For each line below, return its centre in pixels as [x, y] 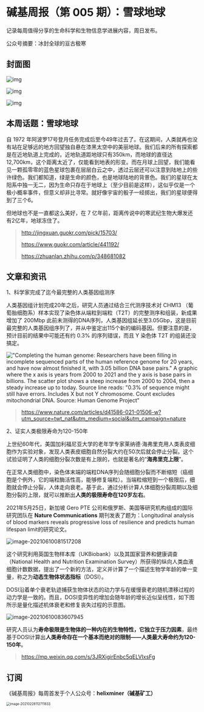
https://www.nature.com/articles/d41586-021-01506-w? [91, 412]
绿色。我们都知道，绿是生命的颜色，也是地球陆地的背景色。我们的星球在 [102, 177]
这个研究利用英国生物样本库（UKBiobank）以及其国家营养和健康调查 [92, 554]
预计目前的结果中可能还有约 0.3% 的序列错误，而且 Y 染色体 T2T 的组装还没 [101, 336]
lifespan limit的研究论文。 [38, 529]
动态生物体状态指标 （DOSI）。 [70, 577]
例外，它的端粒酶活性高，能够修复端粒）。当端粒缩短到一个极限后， [106, 480]
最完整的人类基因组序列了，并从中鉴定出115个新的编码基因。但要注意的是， [100, 328]
